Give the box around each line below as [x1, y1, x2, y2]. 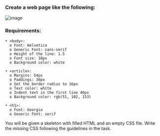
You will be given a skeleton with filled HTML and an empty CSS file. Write [5, 120, 156, 126]
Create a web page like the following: [5, 4, 96, 11]
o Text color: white [9, 85, 52, 91]
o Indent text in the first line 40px [9, 90, 90, 95]
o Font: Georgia [9, 107, 43, 112]
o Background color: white [9, 60, 65, 65]
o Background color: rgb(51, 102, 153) [9, 94, 92, 99]
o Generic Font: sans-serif [9, 47, 67, 52]
